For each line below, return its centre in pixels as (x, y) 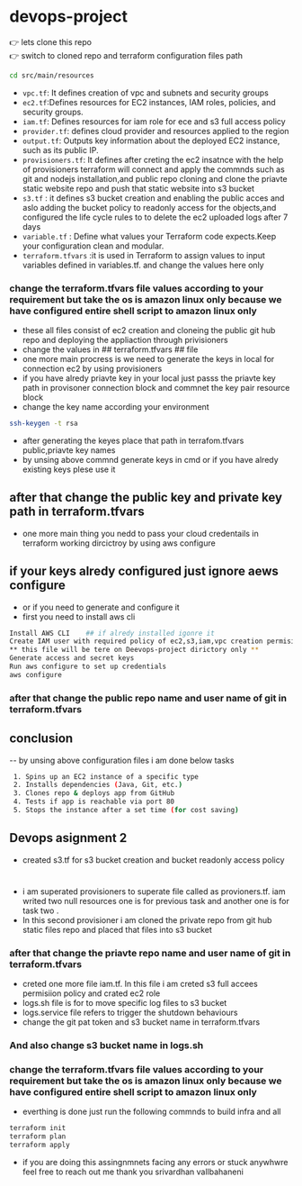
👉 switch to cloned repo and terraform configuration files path (126, 55)
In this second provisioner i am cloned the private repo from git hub (147, 919)
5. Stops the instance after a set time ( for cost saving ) (126, 810)
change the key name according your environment (115, 407)
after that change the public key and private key (146, 498)
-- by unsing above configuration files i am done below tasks (122, 760)
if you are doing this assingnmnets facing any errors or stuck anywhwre (155, 1163)
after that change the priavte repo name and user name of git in (150, 953)
